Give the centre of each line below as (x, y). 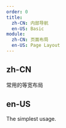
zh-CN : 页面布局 (30, 40)
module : (16, 34)
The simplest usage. (31, 118)
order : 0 (17, 12)
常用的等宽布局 (25, 85)
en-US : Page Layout (36, 46)
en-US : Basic (28, 29)
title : (14, 17)
